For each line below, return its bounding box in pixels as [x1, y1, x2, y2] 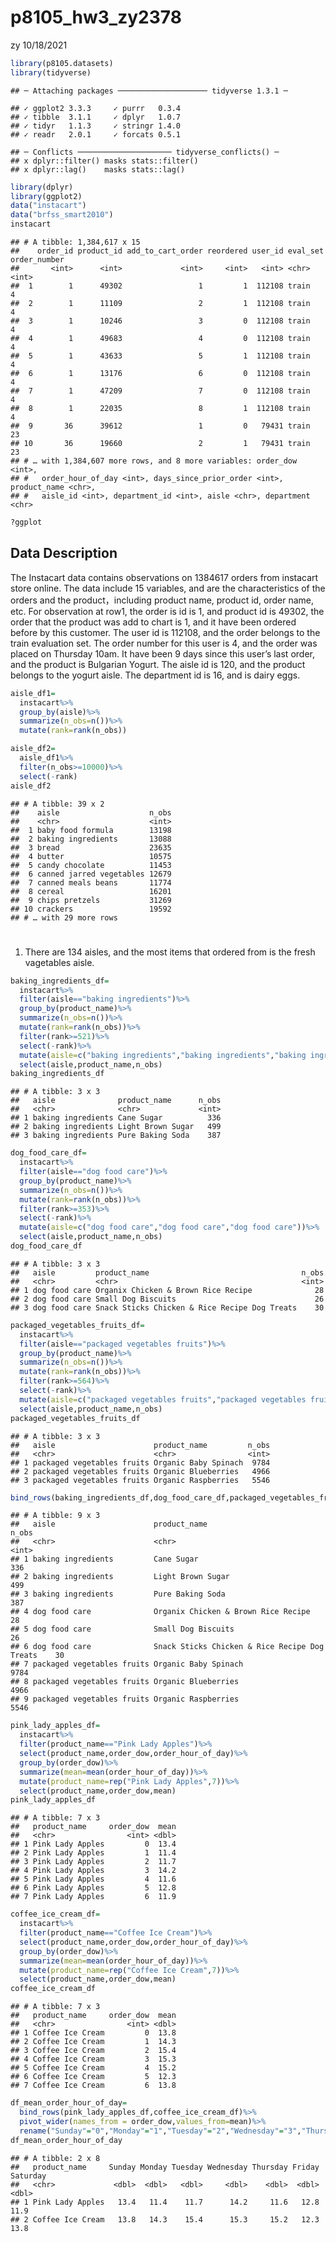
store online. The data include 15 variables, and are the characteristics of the [10, 582, 326, 594]
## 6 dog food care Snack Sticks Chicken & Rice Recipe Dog [10, 1642, 325, 1652]
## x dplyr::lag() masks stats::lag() [10, 164, 186, 175]
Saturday [10, 2171, 47, 2181]
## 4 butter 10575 [10, 851, 172, 861]
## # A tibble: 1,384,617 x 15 [10, 237, 141, 248]
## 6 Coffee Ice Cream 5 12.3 [10, 2072, 177, 2082]
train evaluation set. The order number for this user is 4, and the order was [10, 637, 318, 649]
